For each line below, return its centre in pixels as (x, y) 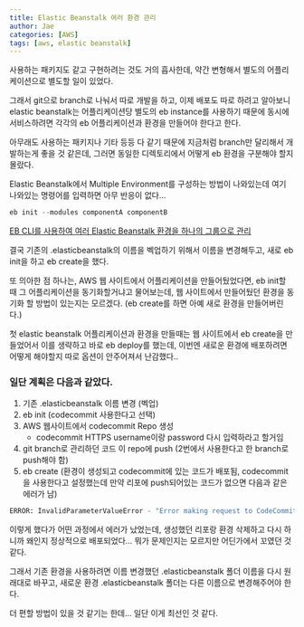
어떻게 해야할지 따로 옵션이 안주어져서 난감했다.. (94, 356)
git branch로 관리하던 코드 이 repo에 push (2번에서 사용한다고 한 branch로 (156, 449)
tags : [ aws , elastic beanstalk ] (70, 43)
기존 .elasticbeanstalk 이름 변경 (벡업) (90, 404)
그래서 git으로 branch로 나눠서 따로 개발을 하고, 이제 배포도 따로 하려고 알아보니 (150, 100)
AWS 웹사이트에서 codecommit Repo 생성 (98, 426)
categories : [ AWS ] (44, 34)
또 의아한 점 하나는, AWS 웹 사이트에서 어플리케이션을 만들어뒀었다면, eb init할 (148, 280)
